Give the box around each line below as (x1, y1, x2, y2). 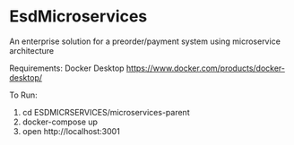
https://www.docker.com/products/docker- (125, 63, 285, 73)
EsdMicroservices (9, 6, 148, 27)
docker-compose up (22, 116, 99, 127)
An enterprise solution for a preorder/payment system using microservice (9, 36, 281, 47)
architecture (9, 45, 55, 55)
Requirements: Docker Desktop (9, 63, 125, 73)
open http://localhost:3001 (22, 125, 121, 136)
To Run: (9, 90, 38, 100)
